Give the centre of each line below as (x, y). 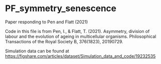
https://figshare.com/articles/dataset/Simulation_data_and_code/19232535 (80, 56)
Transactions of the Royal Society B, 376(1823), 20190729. (64, 41)
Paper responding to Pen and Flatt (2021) (46, 22)
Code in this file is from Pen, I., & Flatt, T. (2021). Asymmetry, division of (78, 31)
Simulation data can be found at (37, 51)
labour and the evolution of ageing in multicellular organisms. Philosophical (81, 36)
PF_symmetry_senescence (61, 8)
